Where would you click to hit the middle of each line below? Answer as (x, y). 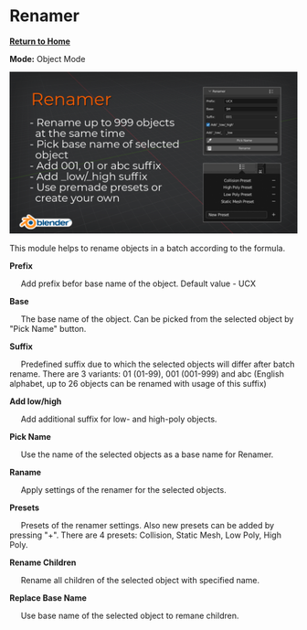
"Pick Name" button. (48, 329)
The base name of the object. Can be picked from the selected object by (157, 319)
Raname (26, 473)
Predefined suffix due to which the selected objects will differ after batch (158, 364)
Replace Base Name (48, 598)
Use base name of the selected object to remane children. (130, 616)
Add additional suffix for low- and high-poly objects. (119, 419)
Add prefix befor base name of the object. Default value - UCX (138, 283)
